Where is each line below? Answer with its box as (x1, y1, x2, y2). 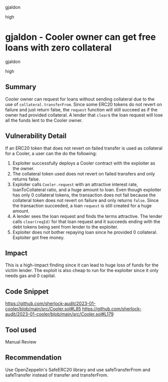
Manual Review (5, 339, 36, 344)
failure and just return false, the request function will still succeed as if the (5, 106, 157, 112)
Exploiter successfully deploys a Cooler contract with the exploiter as (12, 160, 155, 166)
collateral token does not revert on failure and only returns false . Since (12, 197, 159, 203)
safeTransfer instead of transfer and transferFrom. (5, 372, 108, 378)
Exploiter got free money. (12, 234, 65, 240)
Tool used (5, 325, 36, 334)
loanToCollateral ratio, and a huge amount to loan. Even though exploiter (12, 186, 161, 192)
